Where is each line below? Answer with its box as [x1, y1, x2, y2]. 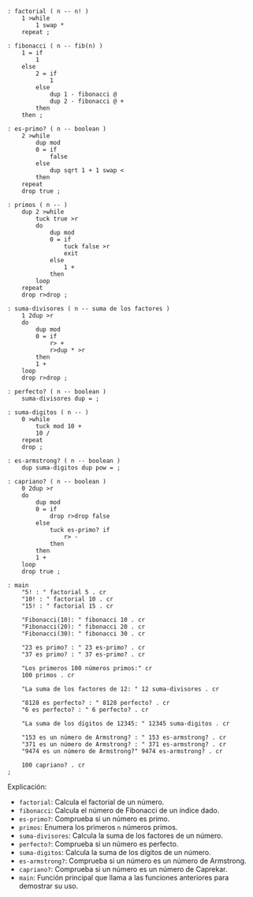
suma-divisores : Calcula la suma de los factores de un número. [18, 831, 224, 840]
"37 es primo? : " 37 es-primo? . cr [21, 650, 146, 658]
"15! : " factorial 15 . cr [21, 602, 113, 610]
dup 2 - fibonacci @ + [49, 97, 125, 105]
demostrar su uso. [18, 881, 79, 891]
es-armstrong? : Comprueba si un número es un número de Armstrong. [18, 856, 247, 865]
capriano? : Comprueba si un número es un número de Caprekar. [18, 865, 228, 873]
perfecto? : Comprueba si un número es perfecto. [18, 839, 179, 849]
